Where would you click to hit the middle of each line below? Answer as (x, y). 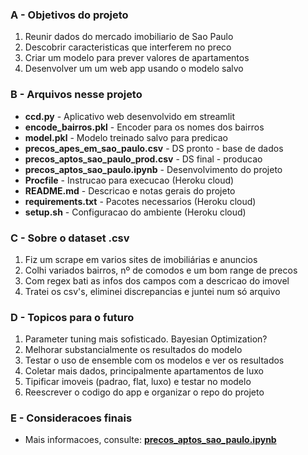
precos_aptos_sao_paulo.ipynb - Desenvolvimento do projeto (153, 169)
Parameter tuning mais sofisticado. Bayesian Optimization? (146, 339)
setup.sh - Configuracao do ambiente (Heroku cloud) (135, 212)
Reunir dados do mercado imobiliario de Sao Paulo (129, 37)
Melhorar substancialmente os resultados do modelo (133, 350)
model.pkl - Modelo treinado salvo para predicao (126, 137)
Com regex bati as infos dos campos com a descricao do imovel (157, 280)
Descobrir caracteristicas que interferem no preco (128, 47)
